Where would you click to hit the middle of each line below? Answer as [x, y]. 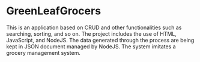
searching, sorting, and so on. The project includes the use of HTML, [92, 33]
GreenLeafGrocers [53, 11]
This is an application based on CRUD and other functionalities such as [94, 27]
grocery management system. [44, 52]
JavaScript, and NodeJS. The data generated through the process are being [100, 40]
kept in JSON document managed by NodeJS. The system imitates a [91, 46]
